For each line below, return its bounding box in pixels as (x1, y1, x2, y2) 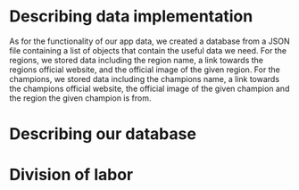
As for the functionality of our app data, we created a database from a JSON (9, 36, 290, 46)
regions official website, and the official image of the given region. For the (9, 64, 281, 75)
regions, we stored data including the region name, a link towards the (9, 54, 264, 65)
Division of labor (9, 165, 134, 185)
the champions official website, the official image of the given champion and (9, 83, 290, 94)
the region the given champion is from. (9, 92, 152, 103)
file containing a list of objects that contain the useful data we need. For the (9, 45, 287, 55)
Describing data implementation (9, 6, 253, 27)
